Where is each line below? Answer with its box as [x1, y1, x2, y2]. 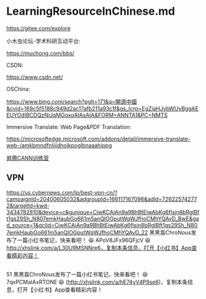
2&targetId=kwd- [6, 201, 50, 209]
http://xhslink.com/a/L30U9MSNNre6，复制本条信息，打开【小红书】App [6, 244, 192, 251]
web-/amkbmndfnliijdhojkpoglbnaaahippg [6, 141, 112, 149]
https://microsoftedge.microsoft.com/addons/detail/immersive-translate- [6, 135, 191, 142]
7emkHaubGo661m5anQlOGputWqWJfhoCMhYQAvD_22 [6, 228, 148, 236]
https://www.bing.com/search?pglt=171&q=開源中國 [6, 98, 137, 105]
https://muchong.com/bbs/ [6, 49, 75, 56]
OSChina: [6, 85, 31, 93]
